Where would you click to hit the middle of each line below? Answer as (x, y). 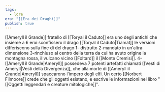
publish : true (20, 23)
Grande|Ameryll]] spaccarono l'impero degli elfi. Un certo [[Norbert (73, 74)
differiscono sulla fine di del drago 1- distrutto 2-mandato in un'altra (74, 48)
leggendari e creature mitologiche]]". (62, 85)
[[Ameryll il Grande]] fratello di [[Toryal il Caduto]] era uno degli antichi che (81, 37)
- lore (16, 14)
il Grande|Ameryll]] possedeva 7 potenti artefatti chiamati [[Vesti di (93, 63)
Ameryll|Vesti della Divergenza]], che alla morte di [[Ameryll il (67, 69)
